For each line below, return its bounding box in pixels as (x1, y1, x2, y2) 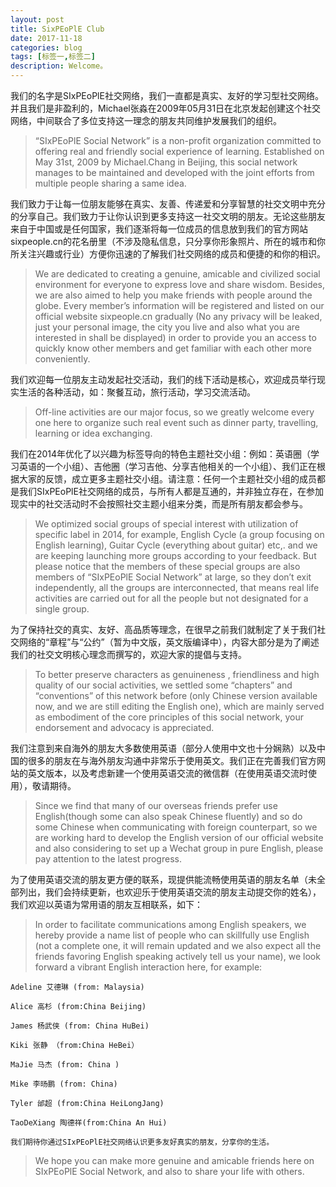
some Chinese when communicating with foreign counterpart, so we (34, 821, 318, 833)
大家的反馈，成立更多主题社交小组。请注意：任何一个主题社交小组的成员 (18, 473, 317, 485)
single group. (34, 603, 90, 615)
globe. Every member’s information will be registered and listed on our (34, 300, 325, 311)
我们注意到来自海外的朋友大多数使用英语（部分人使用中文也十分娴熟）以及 (10, 742, 317, 754)
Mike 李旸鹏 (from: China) (10, 1079, 118, 1089)
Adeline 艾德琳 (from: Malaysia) (10, 982, 145, 992)
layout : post (10, 14, 65, 25)
